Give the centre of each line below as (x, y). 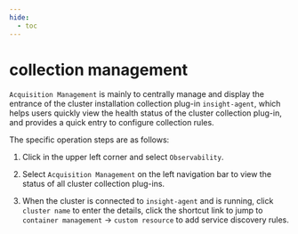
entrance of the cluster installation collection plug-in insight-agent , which (145, 104)
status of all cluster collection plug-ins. (93, 184)
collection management (99, 70)
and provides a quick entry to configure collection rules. (112, 123)
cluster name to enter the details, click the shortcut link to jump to (142, 211)
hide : (19, 17)
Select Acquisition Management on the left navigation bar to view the (147, 174)
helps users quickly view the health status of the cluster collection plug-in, (145, 113)
